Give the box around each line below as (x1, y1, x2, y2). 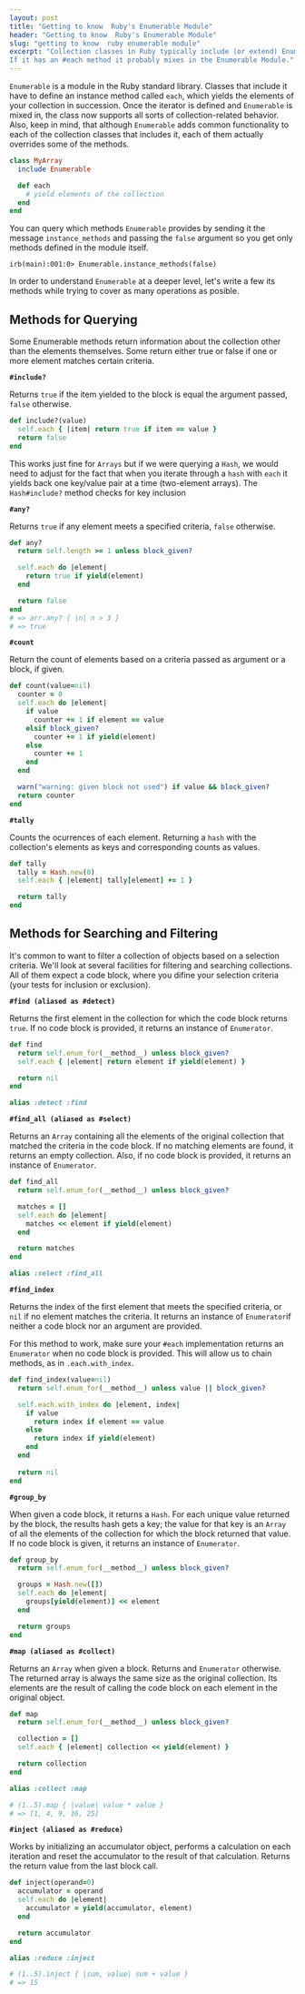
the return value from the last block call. (9, 1860, 159, 1871)
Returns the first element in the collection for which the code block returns (9, 1012, 288, 1024)
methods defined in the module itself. (9, 242, 149, 253)
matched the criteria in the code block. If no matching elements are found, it (9, 1140, 294, 1151)
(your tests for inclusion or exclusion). (9, 979, 152, 990)
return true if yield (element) (25, 572, 144, 581)
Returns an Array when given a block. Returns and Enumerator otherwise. (9, 1663, 281, 1674)
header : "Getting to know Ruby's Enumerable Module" (9, 30, 218, 39)
